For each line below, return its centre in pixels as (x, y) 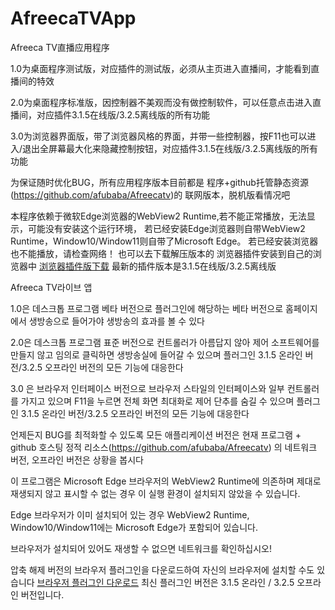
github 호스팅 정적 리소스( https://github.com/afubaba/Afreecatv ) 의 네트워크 (164, 447)
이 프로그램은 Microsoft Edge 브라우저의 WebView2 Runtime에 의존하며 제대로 (166, 481)
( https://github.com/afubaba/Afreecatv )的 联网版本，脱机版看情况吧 (150, 194)
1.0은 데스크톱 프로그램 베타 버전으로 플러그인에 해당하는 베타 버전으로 (147, 308)
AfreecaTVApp (73, 18)
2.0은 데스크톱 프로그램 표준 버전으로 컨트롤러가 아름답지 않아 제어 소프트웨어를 (165, 342)
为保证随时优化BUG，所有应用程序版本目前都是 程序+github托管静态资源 (159, 182)
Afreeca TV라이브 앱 (51, 287)
